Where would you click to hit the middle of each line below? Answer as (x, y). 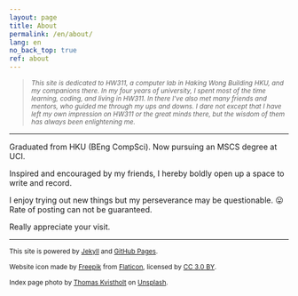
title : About (33, 26)
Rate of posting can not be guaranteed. (81, 209)
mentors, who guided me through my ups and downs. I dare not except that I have (156, 107)
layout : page (33, 17)
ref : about (29, 59)
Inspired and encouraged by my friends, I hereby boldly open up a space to (147, 173)
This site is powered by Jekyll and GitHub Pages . (83, 252)
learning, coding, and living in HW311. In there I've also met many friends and (149, 99)
